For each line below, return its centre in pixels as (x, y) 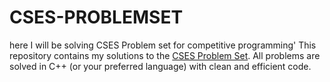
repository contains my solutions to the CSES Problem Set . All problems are (165, 55)
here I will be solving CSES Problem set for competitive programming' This (163, 45)
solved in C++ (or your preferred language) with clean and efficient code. (160, 66)
